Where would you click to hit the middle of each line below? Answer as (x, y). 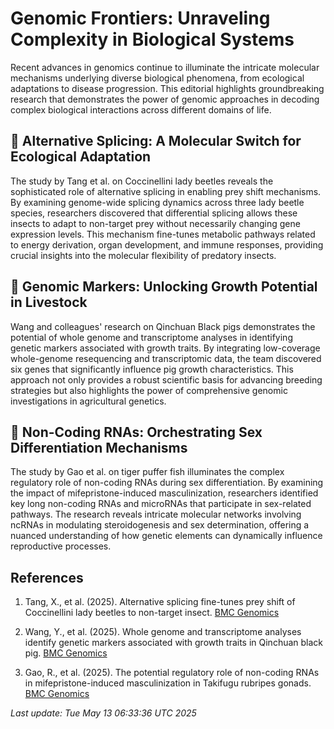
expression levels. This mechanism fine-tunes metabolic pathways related (163, 234)
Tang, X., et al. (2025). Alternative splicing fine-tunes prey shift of (160, 602)
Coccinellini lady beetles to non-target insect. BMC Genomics (152, 613)
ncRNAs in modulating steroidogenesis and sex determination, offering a (160, 525)
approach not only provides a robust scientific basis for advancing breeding (166, 379)
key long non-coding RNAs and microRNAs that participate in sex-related (161, 504)
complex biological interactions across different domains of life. (141, 109)
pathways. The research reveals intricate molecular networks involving (156, 514)
